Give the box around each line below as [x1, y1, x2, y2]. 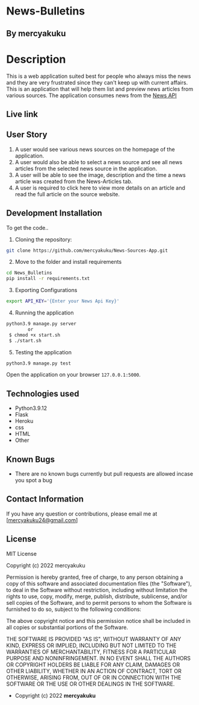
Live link [6, 109, 38, 119]
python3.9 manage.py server [6, 321, 77, 327]
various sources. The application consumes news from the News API [6, 92, 177, 99]
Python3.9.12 [14, 404, 47, 412]
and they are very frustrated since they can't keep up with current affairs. [6, 78, 188, 86]
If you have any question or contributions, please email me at [6, 510, 158, 517]
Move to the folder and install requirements [14, 258, 122, 266]
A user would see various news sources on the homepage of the [14, 145, 176, 153]
